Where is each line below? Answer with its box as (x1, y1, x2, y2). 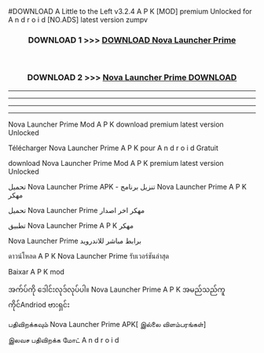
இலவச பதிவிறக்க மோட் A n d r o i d (8, 335, 119, 344)
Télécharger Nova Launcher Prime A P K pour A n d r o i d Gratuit (8, 143, 218, 153)
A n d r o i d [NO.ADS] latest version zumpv (8, 15, 148, 24)
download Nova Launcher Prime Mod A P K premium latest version (8, 158, 224, 167)
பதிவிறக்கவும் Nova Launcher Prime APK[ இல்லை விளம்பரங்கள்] (8, 319, 207, 329)
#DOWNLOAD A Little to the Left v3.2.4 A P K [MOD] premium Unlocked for (8, 7, 253, 16)
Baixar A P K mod (8, 267, 65, 276)
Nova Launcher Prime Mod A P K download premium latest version (8, 120, 224, 129)
